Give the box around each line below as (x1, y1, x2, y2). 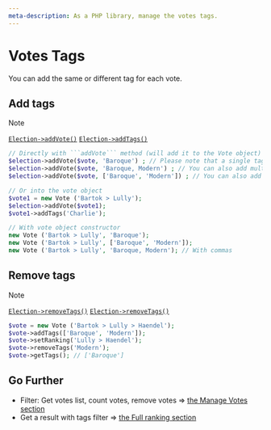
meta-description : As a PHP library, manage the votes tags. (8, 11, 219, 20)
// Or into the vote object (8, 187, 103, 195)
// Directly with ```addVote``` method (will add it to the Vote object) (8, 150, 262, 158)
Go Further (8, 373, 65, 388)
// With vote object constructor (8, 224, 121, 232)
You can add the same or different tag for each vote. (8, 74, 183, 83)
